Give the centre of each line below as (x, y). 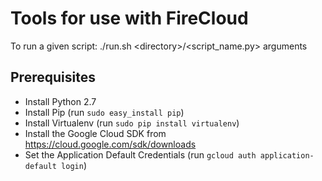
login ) (74, 165)
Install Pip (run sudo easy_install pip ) (104, 112)
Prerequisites (53, 77)
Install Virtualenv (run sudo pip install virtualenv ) (132, 123)
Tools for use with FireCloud (129, 18)
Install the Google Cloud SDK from (95, 133)
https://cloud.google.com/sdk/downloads (110, 144)
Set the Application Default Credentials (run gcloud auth (140, 154)
